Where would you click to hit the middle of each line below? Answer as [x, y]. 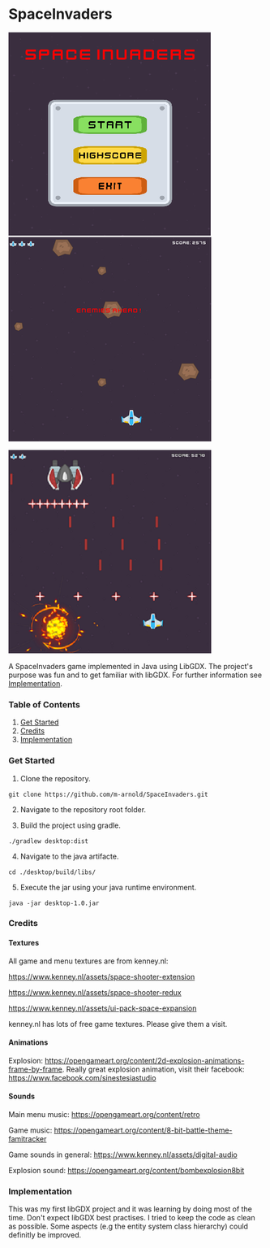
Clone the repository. [55, 778]
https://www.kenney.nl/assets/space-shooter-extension [102, 976]
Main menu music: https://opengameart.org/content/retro [104, 1115]
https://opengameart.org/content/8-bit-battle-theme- [143, 1130]
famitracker [28, 1139]
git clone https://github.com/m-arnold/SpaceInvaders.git [108, 794]
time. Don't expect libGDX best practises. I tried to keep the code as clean [132, 1218]
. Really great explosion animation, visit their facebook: [153, 1069]
